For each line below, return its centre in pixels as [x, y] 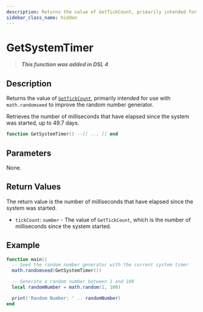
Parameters [29, 153]
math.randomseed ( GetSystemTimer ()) [57, 271]
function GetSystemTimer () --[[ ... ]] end [62, 134]
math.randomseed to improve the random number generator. [80, 105]
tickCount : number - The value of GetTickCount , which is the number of [103, 220]
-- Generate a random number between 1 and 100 [73, 282]
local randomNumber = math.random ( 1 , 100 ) [66, 287]
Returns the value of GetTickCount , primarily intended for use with [88, 99]
